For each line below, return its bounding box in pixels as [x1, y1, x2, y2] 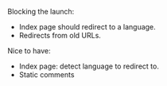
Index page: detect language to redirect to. [18, 61, 160, 71]
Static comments [18, 70, 75, 79]
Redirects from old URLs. [18, 31, 101, 40]
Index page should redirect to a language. [18, 22, 156, 31]
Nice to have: [7, 46, 51, 55]
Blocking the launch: [7, 7, 75, 16]
